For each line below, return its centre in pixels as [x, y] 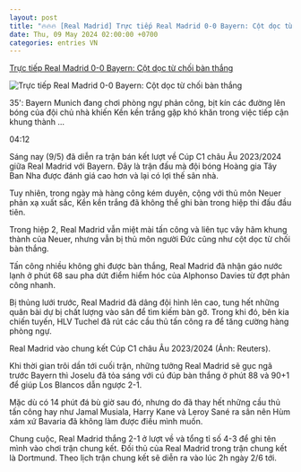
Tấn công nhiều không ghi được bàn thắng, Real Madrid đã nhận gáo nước [146, 267]
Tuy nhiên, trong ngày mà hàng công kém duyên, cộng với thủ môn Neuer [146, 193]
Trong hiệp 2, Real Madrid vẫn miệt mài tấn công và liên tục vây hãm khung [148, 230]
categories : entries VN [54, 43]
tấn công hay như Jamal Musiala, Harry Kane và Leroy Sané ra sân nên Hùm [150, 412]
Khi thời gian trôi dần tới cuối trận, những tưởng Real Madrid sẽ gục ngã [141, 366]
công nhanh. [33, 285]
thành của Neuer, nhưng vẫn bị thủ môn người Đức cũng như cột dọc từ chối [150, 240]
